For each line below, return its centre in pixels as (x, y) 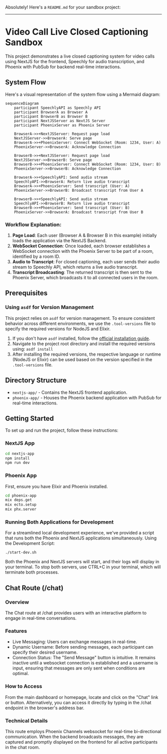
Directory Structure (36, 380)
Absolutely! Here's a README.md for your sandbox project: (63, 7)
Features (16, 631)
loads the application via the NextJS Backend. (59, 241)
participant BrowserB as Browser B (51, 116)
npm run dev (17, 463)
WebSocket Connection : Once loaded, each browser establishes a (81, 246)
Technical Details (27, 721)
